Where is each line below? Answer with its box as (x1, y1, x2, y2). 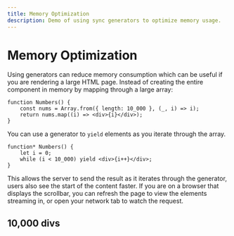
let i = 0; (20, 149, 52, 157)
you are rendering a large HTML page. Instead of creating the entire (7, 78, 204, 87)
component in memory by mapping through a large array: (7, 85, 174, 94)
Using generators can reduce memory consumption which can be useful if (7, 70, 223, 79)
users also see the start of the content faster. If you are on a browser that (7, 182, 219, 190)
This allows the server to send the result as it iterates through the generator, (7, 174, 227, 183)
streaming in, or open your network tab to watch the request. (7, 197, 184, 205)
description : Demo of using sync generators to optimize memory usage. (7, 17, 221, 24)
